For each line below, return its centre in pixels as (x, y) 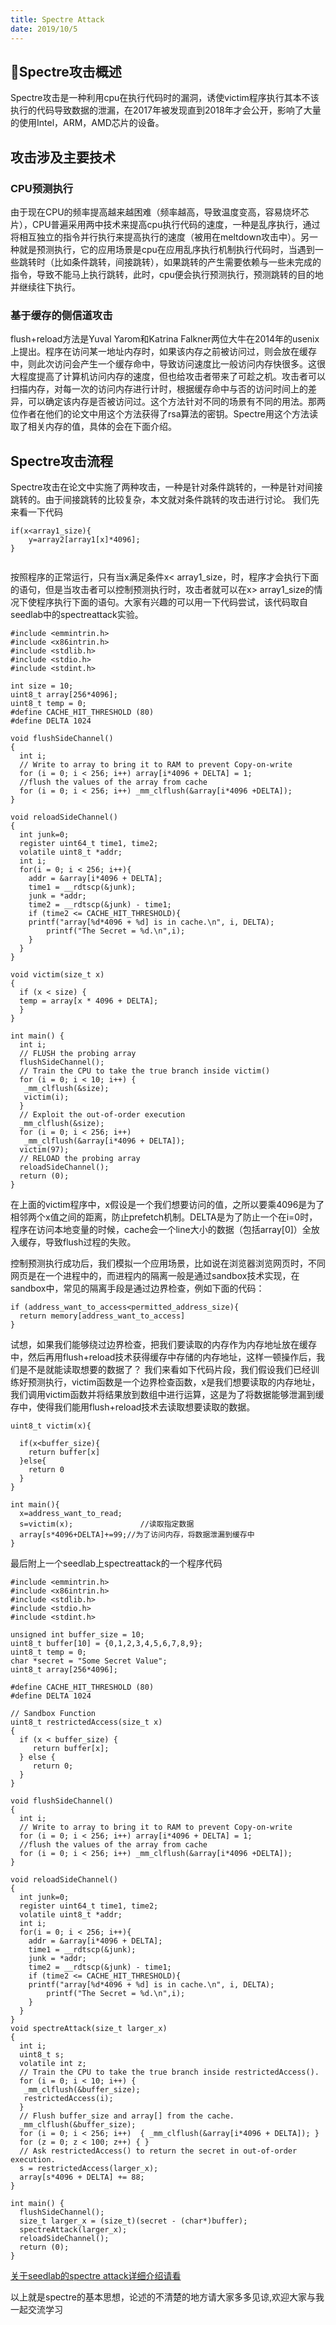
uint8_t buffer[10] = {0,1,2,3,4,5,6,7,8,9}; (106, 1644)
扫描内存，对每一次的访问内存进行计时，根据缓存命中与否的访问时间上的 (159, 389)
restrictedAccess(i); (68, 2099)
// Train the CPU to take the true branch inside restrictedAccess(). (169, 2072)
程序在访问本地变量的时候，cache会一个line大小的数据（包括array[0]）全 (161, 1230)
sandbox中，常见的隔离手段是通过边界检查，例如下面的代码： (137, 1288)
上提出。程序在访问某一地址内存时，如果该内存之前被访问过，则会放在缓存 (163, 352)
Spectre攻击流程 (62, 461)
